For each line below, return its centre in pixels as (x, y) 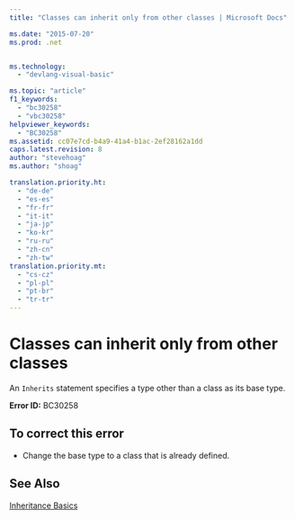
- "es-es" (36, 199)
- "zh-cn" (36, 249)
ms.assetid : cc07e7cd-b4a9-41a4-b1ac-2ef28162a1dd (106, 141)
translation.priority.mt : (58, 266)
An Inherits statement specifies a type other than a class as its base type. (147, 388)
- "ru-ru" (36, 241)
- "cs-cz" (36, 274)
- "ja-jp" (36, 224)
